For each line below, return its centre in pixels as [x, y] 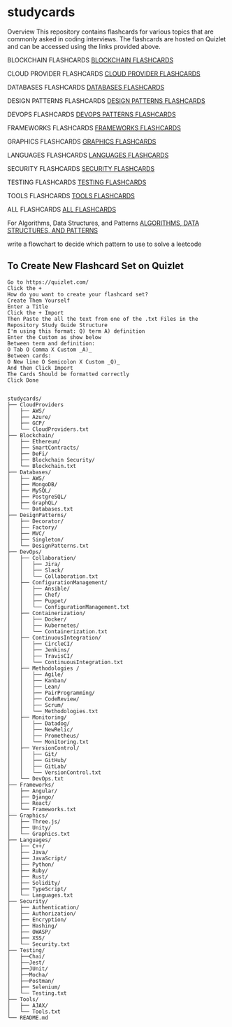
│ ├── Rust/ [28, 876]
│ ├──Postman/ [31, 981]
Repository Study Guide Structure [58, 325]
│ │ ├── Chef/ [34, 595]
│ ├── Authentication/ [43, 907]
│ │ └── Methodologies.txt [53, 711]
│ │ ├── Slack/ [36, 570]
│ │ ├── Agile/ [36, 674]
